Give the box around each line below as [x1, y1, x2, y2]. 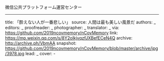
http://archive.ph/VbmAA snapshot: [5, 41, 77, 46]
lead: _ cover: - [25, 51, 56, 56]
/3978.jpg [5, 51, 24, 56]
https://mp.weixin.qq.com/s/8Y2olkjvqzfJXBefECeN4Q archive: [5, 35, 133, 41]
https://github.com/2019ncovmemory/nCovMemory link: [5, 30, 118, 36]
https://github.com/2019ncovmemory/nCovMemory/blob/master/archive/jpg [5, 45, 159, 51]
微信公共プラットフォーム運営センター [5, 4, 82, 10]
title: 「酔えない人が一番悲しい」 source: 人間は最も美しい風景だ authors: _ [5, 19, 156, 25]
